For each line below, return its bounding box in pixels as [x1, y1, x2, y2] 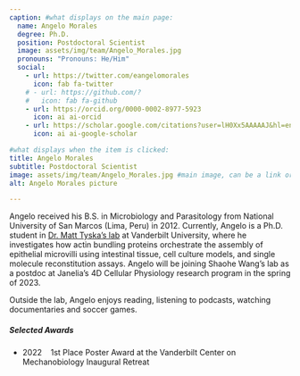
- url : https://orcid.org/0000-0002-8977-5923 [25, 104, 202, 113]
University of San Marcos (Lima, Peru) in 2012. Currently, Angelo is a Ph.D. [9, 221, 284, 231]
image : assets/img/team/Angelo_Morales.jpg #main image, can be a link [9, 171, 281, 180]
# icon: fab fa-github [25, 96, 118, 105]
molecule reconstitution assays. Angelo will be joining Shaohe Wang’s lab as [9, 258, 290, 269]
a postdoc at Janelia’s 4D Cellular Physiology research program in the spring [9, 268, 291, 279]
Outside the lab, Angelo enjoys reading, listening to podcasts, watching [9, 295, 271, 305]
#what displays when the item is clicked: [9, 146, 170, 155]
